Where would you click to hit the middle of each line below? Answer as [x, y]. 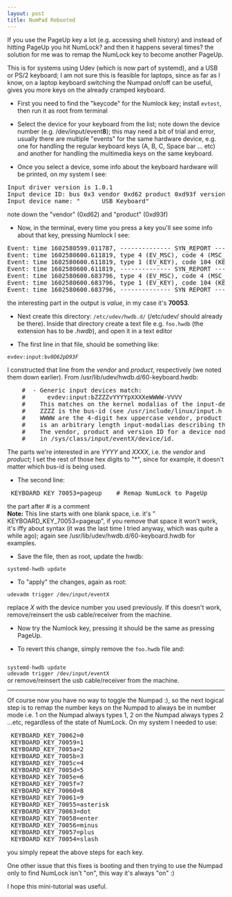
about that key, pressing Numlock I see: [73, 235]
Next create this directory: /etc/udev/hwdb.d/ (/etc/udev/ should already [120, 316]
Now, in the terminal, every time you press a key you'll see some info [115, 227]
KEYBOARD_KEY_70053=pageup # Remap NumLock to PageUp [109, 493]
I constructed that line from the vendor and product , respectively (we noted [114, 370]
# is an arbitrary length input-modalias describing [118, 425]
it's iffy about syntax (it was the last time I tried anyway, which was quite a [113, 528]
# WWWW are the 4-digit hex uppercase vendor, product [122, 418]
